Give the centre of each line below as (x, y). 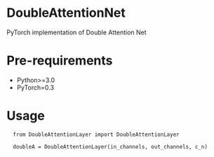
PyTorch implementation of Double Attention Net (76, 32)
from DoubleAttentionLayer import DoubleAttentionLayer (96, 135)
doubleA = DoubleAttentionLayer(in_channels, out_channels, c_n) (111, 146)
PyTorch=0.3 (35, 87)
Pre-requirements (60, 61)
